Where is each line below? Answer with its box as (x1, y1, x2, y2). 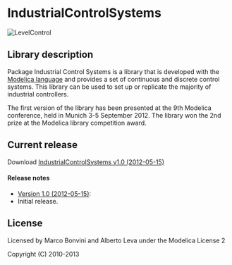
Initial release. (17, 197, 59, 205)
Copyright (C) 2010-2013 (7, 249, 80, 258)
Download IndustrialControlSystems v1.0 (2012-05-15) (7, 157, 164, 166)
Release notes (7, 174, 50, 183)
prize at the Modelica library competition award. (7, 118, 147, 127)
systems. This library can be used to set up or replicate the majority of (7, 82, 212, 91)
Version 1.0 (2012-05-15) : (17, 189, 92, 198)
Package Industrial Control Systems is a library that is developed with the (7, 67, 220, 75)
